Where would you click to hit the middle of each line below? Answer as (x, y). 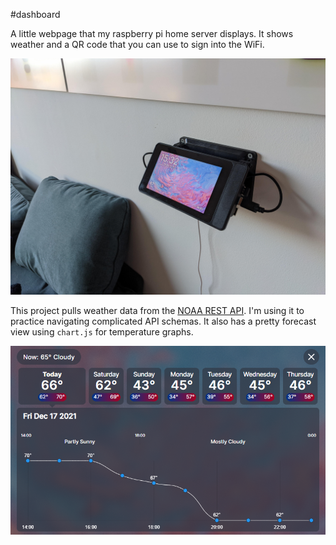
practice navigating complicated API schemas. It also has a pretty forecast (163, 321)
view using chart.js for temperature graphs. (102, 332)
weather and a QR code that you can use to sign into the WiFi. (137, 44)
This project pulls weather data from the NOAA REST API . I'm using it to (157, 310)
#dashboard (35, 14)
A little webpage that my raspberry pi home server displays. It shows (152, 33)
